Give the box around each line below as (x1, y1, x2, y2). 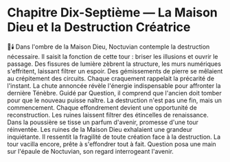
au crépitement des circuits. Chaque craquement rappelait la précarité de (7, 74, 215, 82)
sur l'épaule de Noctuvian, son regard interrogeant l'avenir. (7, 147, 174, 155)
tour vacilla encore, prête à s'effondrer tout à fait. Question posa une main (7, 139, 216, 148)
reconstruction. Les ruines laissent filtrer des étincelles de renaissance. (7, 111, 209, 119)
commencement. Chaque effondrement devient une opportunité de (7, 103, 197, 111)
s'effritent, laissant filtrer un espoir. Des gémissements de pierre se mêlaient (7, 67, 223, 75)
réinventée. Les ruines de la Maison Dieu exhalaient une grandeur (7, 125, 193, 133)
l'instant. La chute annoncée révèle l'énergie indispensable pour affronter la (7, 81, 221, 90)
